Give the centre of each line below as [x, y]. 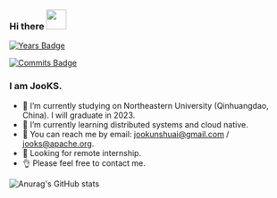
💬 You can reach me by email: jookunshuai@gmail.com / [126, 134]
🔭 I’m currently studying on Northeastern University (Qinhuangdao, [146, 105]
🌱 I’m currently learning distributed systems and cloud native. [135, 124]
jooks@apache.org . [58, 144]
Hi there [27, 26]
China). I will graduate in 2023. [79, 115]
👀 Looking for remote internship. [81, 153]
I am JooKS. [36, 87]
